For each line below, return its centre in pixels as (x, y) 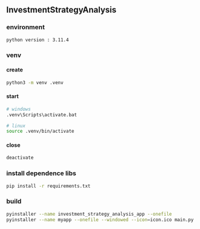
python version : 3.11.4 (38, 40)
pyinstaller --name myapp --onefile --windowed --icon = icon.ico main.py (100, 220)
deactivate (20, 158)
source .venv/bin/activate (40, 131)
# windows (19, 109)
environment (26, 27)
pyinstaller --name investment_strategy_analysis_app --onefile (89, 214)
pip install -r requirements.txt (48, 186)
